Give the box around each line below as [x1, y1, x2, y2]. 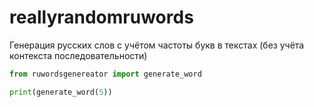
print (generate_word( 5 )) [9, 87, 113, 97]
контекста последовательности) [9, 49, 148, 61]
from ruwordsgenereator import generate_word [9, 69, 202, 79]
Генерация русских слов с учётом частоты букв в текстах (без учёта [9, 39, 305, 51]
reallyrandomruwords [9, 6, 194, 29]
